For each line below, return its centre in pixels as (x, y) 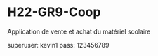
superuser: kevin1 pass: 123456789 (58, 45)
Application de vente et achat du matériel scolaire (79, 31)
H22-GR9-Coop (54, 12)
